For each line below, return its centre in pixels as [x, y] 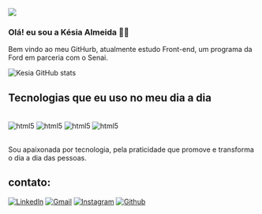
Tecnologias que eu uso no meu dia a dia [110, 98]
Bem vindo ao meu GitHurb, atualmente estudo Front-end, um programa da [130, 50]
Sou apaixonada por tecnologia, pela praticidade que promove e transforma [131, 149]
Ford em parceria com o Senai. [58, 57]
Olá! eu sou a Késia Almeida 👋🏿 [69, 32]
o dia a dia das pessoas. [47, 157]
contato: [30, 183]
